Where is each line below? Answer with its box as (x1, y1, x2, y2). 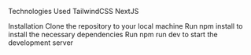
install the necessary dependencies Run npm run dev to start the (8, 30, 218, 39)
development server (8, 38, 73, 47)
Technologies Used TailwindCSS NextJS (8, 7, 139, 15)
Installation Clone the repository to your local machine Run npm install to (8, 22, 243, 30)
